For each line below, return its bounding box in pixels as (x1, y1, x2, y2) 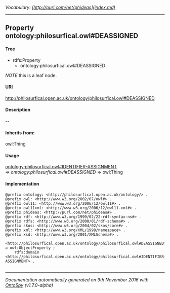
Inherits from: (5, 129, 35, 136)
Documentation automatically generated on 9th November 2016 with (5, 276, 149, 283)
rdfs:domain (14, 249, 39, 255)
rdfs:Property (12, 57, 41, 63)
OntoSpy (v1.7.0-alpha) (5, 282, 54, 288)
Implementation (5, 181, 39, 187)
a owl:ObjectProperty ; (5, 245, 56, 250)
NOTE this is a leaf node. (5, 72, 57, 78)
